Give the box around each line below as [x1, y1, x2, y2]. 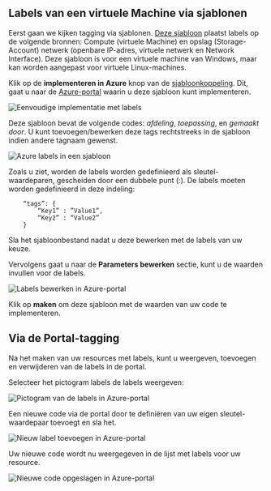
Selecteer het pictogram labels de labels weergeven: [8, 377, 184, 387]
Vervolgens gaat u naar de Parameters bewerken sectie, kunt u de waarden [8, 259, 264, 269]
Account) [8, 45, 40, 55]
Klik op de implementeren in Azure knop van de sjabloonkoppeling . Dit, [8, 78, 249, 88]
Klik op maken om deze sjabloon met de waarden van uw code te [8, 299, 227, 309]
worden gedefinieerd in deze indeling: [8, 184, 135, 194]
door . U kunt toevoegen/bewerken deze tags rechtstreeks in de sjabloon [8, 126, 251, 136]
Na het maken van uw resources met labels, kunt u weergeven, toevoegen [8, 352, 257, 363]
